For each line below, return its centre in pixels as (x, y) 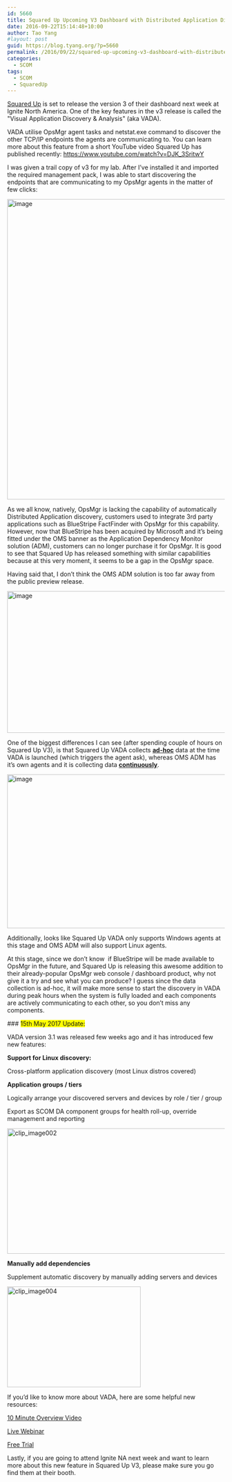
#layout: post (28, 39)
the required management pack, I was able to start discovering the (102, 175)
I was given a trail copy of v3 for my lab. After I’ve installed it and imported (113, 167)
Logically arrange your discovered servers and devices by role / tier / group (115, 1098)
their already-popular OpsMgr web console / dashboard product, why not (112, 974)
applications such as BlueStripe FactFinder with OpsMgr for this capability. (113, 524)
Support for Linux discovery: (49, 1058)
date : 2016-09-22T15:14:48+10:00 (55, 26)
